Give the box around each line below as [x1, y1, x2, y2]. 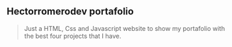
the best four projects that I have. [23, 32, 122, 40]
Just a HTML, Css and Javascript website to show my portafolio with [23, 24, 225, 32]
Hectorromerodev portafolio [6, 6, 134, 18]
